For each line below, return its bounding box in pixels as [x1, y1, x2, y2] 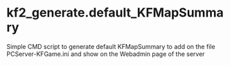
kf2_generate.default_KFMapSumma [6, 5, 224, 21]
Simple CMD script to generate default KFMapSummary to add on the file [6, 42, 215, 50]
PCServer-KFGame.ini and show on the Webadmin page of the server [6, 50, 205, 58]
